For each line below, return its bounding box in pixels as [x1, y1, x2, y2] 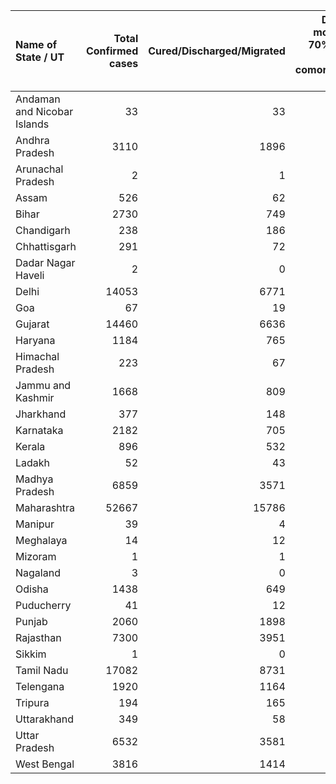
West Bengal [15, 757, 75, 771]
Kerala [15, 440, 46, 453]
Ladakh [15, 456, 51, 469]
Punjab [15, 615, 48, 628]
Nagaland [15, 566, 61, 579]
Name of [15, 38, 58, 51]
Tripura [15, 696, 50, 709]
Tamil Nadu [15, 664, 69, 677]
